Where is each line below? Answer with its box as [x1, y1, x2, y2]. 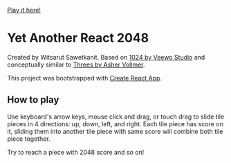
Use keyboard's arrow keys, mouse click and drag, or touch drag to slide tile [7, 112, 225, 121]
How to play [7, 94, 59, 106]
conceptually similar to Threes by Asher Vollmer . [7, 60, 145, 69]
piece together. [7, 135, 50, 143]
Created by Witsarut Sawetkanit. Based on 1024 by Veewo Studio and [7, 53, 205, 61]
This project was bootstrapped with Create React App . [7, 74, 163, 82]
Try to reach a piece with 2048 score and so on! [7, 148, 145, 156]
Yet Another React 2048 [7, 31, 149, 46]
